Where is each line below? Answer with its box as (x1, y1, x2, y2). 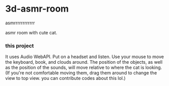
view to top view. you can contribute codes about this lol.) (5, 75, 126, 81)
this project (5, 42, 34, 49)
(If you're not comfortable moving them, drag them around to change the (5, 70, 157, 76)
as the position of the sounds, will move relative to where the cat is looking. (5, 64, 162, 71)
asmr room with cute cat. (5, 29, 57, 35)
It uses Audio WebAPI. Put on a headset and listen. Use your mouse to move (5, 54, 164, 60)
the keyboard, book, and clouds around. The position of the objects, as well (5, 59, 163, 65)
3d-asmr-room (5, 3, 69, 15)
